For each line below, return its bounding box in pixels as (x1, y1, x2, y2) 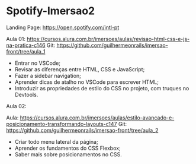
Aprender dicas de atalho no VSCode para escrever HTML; (14, 78, 159, 86)
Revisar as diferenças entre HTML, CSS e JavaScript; (14, 65, 145, 72)
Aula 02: (6, 102, 27, 109)
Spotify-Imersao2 (6, 4, 95, 18)
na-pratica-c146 (6, 42, 46, 49)
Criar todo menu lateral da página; (14, 138, 99, 145)
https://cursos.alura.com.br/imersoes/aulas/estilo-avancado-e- (20, 114, 175, 121)
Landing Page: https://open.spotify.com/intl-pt (6, 24, 120, 31)
